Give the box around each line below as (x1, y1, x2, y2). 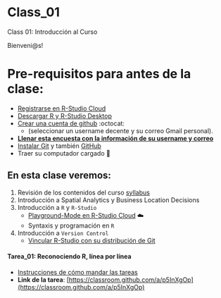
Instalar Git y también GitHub (17, 142, 102, 150)
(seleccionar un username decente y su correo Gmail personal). (27, 126, 213, 135)
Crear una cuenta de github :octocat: (17, 119, 125, 128)
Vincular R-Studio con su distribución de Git (27, 236, 156, 244)
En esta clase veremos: (7, 170, 111, 182)
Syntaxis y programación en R (27, 221, 115, 230)
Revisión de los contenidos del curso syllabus (17, 188, 150, 197)
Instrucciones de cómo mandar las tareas (17, 268, 139, 276)
